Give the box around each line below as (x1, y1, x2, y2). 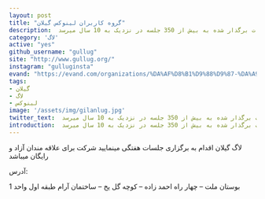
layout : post (9, 11, 52, 20)
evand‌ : (9, 70, 31, 78)
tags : (9, 77, 27, 85)
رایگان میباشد (9, 151, 50, 160)
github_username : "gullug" (9, 48, 98, 56)
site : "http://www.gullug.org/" (9, 56, 115, 64)
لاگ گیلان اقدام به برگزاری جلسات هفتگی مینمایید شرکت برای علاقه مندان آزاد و (9, 142, 242, 152)
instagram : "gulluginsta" (9, 63, 94, 71)
